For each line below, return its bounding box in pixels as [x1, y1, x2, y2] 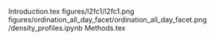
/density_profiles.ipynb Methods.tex [8, 24, 126, 32]
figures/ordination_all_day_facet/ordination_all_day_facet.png [8, 15, 207, 24]
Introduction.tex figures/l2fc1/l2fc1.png [8, 7, 135, 16]
